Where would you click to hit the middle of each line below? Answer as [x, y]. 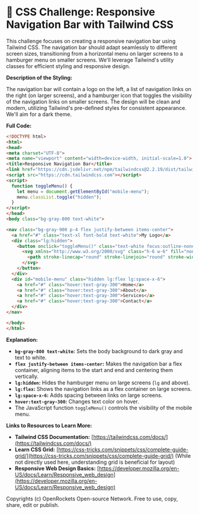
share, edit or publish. [33, 505]
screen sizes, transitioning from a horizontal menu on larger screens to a [95, 53]
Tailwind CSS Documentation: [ [54, 437]
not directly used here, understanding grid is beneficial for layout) [95, 462]
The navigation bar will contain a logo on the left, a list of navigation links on [99, 89]
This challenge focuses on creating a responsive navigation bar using [91, 41]
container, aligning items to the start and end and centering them [94, 370]
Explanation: [22, 340]
